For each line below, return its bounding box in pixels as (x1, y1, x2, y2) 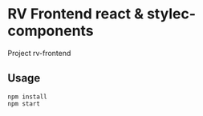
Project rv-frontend (7, 48, 71, 58)
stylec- (146, 5, 197, 23)
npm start (7, 99, 41, 108)
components (7, 22, 94, 40)
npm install (7, 93, 47, 101)
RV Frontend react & (7, 5, 144, 23)
